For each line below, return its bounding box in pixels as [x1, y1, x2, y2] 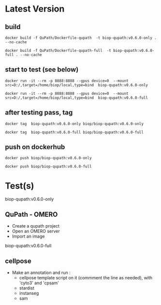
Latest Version [5, 3, 65, 15]
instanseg [19, 290, 39, 296]
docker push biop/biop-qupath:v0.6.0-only [5, 156, 92, 161]
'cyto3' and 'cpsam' [19, 280, 59, 286]
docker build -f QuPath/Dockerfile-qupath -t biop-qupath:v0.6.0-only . [5, 35, 157, 40]
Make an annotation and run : [12, 270, 71, 275]
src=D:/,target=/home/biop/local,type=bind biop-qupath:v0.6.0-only [5, 82, 148, 88]
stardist [19, 285, 35, 291]
